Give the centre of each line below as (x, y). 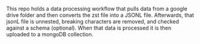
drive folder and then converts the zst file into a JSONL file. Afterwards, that (100, 15)
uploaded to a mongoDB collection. (50, 34)
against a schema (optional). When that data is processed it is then (89, 28)
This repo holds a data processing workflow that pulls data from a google (97, 9)
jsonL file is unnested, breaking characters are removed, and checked (92, 21)
